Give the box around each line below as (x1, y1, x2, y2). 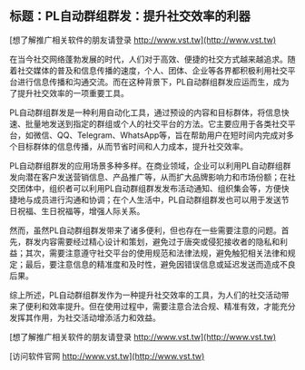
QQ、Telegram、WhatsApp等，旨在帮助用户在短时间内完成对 (56, 130, 287, 141)
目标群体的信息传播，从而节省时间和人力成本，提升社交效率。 (16, 141, 248, 151)
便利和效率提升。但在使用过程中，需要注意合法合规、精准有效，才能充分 (25, 300, 296, 311)
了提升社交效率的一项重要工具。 (9, 87, 129, 98)
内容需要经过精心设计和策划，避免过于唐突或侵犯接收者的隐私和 (40, 236, 280, 247)
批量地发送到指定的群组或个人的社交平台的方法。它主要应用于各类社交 (25, 118, 288, 129)
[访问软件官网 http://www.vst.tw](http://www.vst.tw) (9, 350, 205, 361)
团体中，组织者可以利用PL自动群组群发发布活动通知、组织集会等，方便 (16, 182, 281, 193)
